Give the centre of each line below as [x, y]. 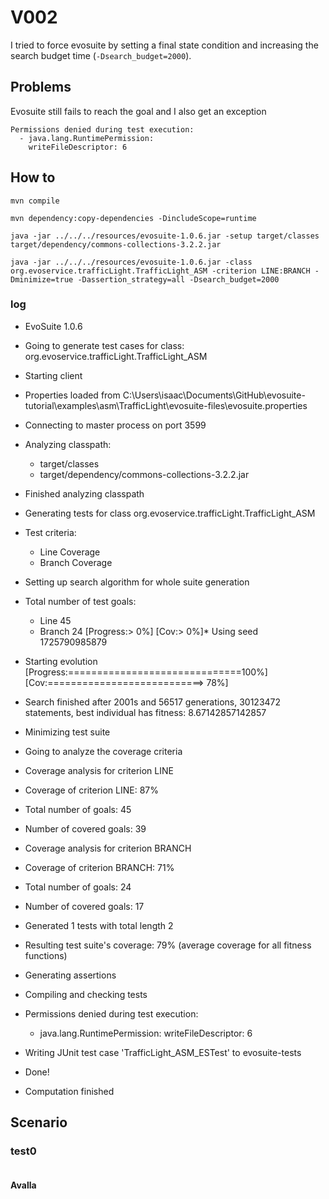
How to [33, 177]
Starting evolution [61, 661]
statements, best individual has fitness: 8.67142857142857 [145, 712]
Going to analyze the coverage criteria [103, 751]
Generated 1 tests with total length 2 [99, 925]
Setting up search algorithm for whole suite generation [137, 582]
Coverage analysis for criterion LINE [99, 770]
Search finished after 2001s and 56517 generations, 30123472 [153, 702]
